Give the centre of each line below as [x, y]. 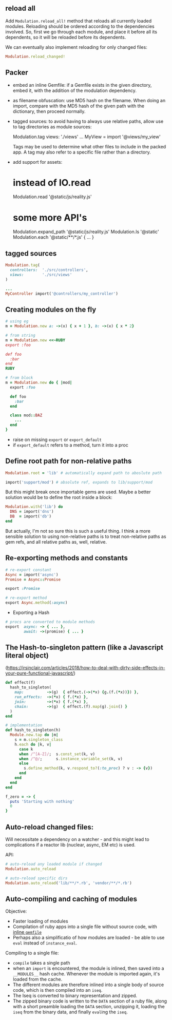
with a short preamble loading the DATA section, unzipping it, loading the [89, 1007]
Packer [17, 73]
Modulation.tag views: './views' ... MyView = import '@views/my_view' [87, 137]
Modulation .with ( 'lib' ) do [34, 507]
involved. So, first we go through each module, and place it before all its [81, 32]
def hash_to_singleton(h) [33, 730]
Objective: [16, 911]
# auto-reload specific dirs [36, 878]
